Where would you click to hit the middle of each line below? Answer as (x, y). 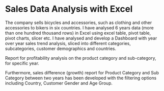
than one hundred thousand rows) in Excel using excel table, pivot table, (78, 33)
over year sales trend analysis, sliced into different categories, (68, 43)
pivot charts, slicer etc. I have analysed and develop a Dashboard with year (81, 38)
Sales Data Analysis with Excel (69, 9)
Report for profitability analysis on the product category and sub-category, (81, 58)
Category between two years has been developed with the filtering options (81, 78)
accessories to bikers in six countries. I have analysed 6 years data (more (79, 27)
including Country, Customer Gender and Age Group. (59, 83)
